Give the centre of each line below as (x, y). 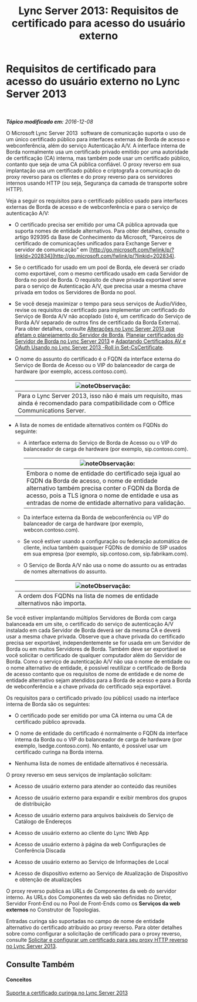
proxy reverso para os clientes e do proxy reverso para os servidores (89, 177)
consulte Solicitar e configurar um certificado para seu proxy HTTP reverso (97, 940)
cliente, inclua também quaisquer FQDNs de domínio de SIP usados (105, 547)
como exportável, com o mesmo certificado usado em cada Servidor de (101, 273)
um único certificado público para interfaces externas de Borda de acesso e (98, 139)
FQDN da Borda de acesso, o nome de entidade (92, 481)
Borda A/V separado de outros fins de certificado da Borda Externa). (97, 322)
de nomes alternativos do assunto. (65, 571)
